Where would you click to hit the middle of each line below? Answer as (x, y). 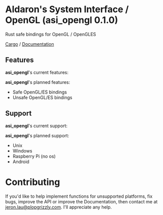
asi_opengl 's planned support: (37, 135)
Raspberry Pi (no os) (34, 156)
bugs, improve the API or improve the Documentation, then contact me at (81, 201)
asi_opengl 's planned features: (38, 82)
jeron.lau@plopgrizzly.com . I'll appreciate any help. (59, 207)
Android (21, 162)
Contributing (33, 182)
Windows (22, 150)
